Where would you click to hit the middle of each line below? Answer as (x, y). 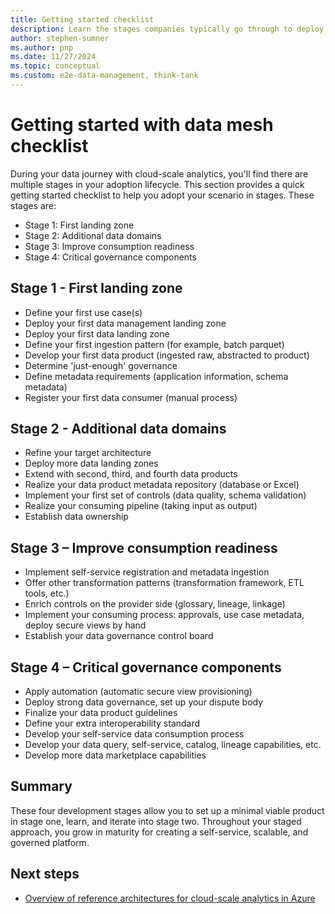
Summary (41, 786)
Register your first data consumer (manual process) (131, 397)
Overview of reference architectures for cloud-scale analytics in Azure (170, 898)
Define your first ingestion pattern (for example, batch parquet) (154, 344)
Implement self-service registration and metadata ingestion (147, 572)
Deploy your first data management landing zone (125, 323)
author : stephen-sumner (60, 38)
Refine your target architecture (88, 453)
